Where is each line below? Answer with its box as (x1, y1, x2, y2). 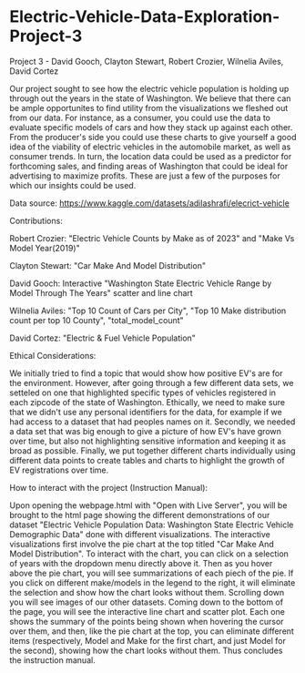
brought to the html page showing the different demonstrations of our (9, 509, 270, 520)
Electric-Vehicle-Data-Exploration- (9, 6, 280, 27)
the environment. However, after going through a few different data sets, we (9, 377, 294, 388)
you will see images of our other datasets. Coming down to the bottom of (9, 597, 284, 607)
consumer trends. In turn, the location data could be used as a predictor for (9, 150, 292, 161)
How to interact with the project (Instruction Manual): (9, 482, 208, 493)
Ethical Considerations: (9, 350, 97, 361)
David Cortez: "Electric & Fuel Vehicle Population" (9, 332, 196, 343)
